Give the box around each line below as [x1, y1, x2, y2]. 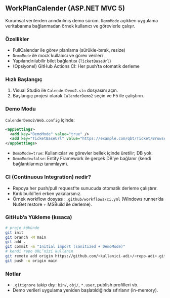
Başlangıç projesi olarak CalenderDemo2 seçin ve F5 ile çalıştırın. [12, 93, 144, 99]
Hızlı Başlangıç [5, 76, 42, 83]
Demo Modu [5, 105, 36, 113]
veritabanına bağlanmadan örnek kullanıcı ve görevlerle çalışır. [5, 23, 136, 29]
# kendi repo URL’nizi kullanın [5, 249, 73, 254]
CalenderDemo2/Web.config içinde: [5, 117, 75, 123]
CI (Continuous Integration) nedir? [5, 173, 91, 180]
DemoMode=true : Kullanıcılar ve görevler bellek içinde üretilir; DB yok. [12, 150, 153, 156]
